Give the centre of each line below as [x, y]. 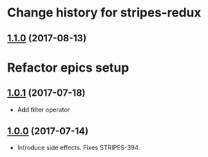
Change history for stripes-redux [104, 13]
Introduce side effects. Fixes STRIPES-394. [78, 148]
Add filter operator [44, 109]
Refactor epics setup [68, 67]
